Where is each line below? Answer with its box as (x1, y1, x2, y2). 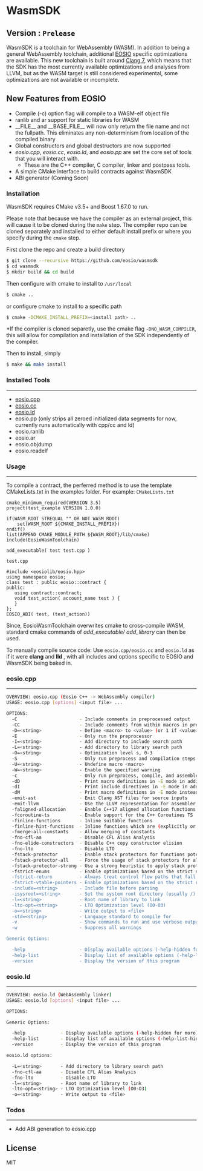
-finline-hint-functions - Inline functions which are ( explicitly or (11, 823, 196, 830)
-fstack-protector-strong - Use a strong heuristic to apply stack (11, 862, 185, 869)
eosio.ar (14, 434, 36, 441)
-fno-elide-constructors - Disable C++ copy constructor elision (11, 841, 182, 847)
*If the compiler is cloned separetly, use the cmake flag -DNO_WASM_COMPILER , (6, 325, 196, 332)
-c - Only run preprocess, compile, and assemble (11, 773, 199, 779)
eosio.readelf (14, 447, 48, 454)
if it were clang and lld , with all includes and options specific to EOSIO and (6, 653, 193, 660)
